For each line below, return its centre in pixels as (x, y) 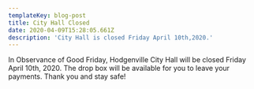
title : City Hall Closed (49, 23)
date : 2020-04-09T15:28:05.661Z (61, 30)
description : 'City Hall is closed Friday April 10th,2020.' (111, 37)
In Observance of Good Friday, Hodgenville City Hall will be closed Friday (127, 60)
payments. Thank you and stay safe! (67, 76)
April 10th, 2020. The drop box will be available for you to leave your (119, 69)
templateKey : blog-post (47, 15)
